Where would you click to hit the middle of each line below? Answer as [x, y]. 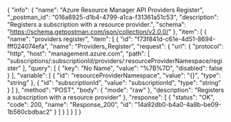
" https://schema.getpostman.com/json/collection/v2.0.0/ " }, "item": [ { [107, 32]
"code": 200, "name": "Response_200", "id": [70, 105]
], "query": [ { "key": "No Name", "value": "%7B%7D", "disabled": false [122, 68]
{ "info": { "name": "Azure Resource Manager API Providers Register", [106, 10]
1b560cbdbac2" [30, 112]
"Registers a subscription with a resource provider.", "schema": [97, 24]
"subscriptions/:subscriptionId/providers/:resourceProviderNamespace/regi [115, 61]
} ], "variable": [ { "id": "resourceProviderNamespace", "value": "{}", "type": [114, 75]
